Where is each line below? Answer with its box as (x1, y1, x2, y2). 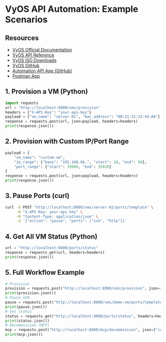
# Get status (5, 309, 32, 314)
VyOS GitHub (12, 63, 40, 68)
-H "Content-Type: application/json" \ (16, 214, 98, 219)
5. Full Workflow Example (5, 268, 85, 277)
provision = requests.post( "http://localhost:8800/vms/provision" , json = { (5, 286, 163, 291)
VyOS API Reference (12, 52, 54, 58)
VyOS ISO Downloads (12, 57, 57, 63)
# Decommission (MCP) (5, 323, 50, 328)
